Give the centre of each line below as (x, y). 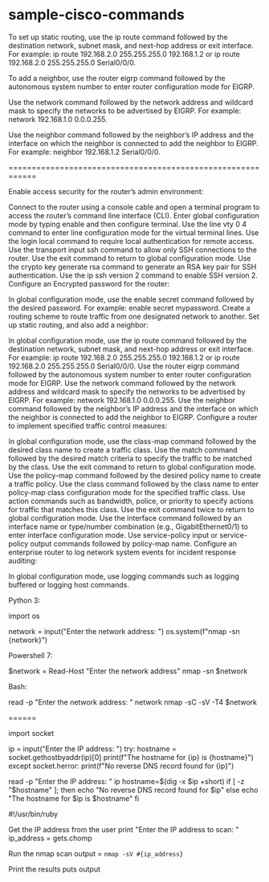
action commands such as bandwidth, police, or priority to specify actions (131, 501)
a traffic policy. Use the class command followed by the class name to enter (134, 484)
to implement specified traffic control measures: (88, 425)
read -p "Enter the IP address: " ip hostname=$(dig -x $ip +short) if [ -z (126, 781)
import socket (31, 733)
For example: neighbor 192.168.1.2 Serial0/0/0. (84, 152)
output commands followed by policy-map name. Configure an (133, 543)
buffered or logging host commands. (69, 584)
